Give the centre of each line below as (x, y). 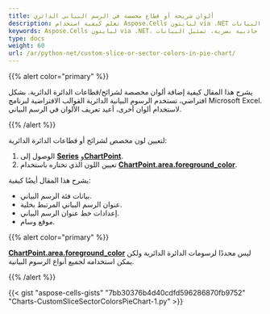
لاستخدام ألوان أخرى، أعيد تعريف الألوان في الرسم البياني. (95, 109)
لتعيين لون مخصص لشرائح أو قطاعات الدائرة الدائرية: (88, 140)
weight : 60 (27, 46)
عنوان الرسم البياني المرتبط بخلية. (71, 204)
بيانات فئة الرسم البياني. (56, 196)
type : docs (27, 38)
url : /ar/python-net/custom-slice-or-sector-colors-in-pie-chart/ (122, 53)
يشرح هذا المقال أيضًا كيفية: (50, 180)
